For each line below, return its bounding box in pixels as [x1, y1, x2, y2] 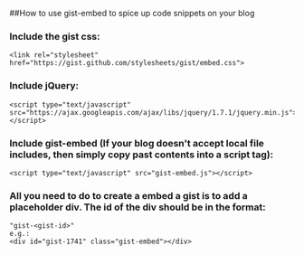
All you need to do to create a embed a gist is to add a [9, 189, 249, 202]
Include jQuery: [9, 80, 80, 92]
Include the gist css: [9, 30, 100, 42]
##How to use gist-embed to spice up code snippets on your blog [9, 8, 255, 18]
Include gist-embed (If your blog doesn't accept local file [9, 137, 265, 149]
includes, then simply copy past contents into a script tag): [9, 148, 274, 161]
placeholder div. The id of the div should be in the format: [9, 201, 266, 213]
